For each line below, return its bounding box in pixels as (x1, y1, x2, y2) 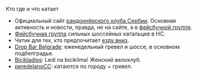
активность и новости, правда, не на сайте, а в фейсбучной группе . (14, 24, 193, 31)
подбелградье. (14, 50, 54, 57)
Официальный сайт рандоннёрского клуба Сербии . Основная (14, 17, 177, 24)
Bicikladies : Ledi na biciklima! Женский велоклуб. (14, 56, 141, 63)
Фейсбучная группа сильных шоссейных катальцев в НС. (14, 30, 166, 37)
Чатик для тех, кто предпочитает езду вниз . (14, 37, 130, 44)
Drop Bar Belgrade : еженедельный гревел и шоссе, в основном (14, 43, 180, 50)
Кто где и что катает (5, 6, 59, 12)
